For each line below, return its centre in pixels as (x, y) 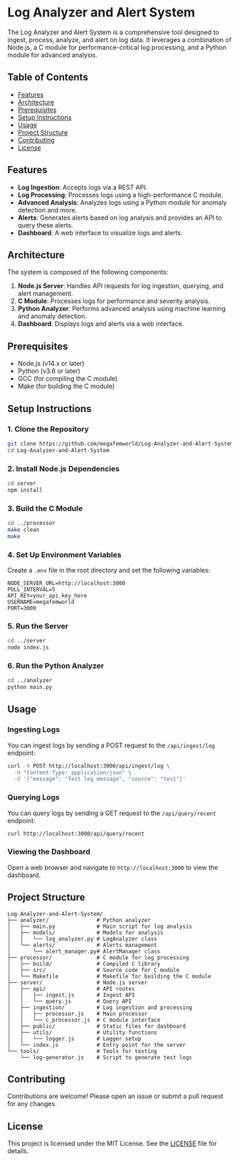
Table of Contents (48, 77)
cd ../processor (31, 523)
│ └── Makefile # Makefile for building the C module (110, 976)
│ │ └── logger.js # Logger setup (74, 1038)
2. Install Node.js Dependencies (63, 469)
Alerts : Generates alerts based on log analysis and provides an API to (119, 218)
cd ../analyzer (30, 681)
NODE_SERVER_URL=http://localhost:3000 (67, 583)
